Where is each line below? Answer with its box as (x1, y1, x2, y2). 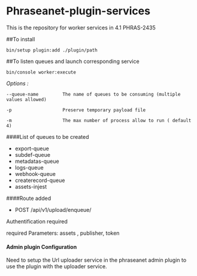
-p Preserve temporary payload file (6, 107, 146, 113)
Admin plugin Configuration (6, 243, 77, 250)
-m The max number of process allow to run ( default (6, 117, 192, 123)
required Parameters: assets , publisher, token (6, 229, 120, 236)
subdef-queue (14, 151, 51, 158)
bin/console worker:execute (6, 69, 77, 75)
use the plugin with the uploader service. (6, 263, 107, 270)
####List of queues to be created (6, 133, 89, 140)
